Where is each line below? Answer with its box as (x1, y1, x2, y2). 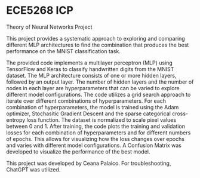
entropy (6, 116, 26, 123)
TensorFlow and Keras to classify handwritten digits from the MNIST (6, 65, 174, 72)
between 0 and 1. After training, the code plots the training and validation (6, 122, 185, 130)
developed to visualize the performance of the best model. (6, 148, 150, 155)
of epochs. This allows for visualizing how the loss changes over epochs (6, 135, 185, 142)
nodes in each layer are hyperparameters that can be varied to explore (6, 84, 180, 91)
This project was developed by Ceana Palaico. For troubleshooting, (6, 159, 171, 167)
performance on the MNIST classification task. (6, 47, 121, 54)
